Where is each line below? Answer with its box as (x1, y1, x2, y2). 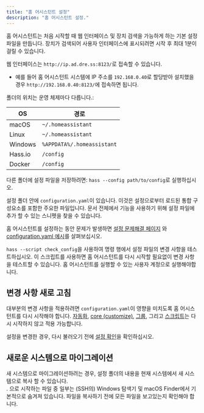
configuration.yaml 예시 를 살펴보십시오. (6, 232, 102, 240)
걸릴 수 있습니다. (6, 47, 46, 55)
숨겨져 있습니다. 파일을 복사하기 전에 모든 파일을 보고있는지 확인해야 (27, 393, 189, 400)
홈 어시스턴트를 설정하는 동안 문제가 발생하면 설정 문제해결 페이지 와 (6, 224, 167, 232)
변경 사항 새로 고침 (6, 287, 71, 298)
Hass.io (9, 150, 31, 158)
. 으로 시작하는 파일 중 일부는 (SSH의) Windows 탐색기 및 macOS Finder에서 (6, 385, 190, 392)
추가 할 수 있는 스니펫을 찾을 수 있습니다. (6, 212, 102, 219)
